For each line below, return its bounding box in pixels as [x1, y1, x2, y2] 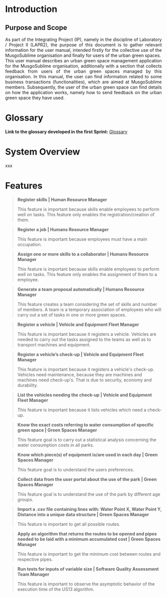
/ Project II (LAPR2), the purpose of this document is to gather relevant [5, 42, 162, 48]
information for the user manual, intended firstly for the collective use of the [5, 47, 162, 53]
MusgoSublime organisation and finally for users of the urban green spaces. [5, 52, 162, 58]
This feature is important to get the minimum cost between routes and [17, 551, 161, 557]
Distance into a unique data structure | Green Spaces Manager [17, 511, 149, 517]
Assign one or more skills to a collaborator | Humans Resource [17, 251, 149, 257]
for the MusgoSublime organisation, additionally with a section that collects [5, 63, 162, 69]
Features [5, 180, 43, 191]
